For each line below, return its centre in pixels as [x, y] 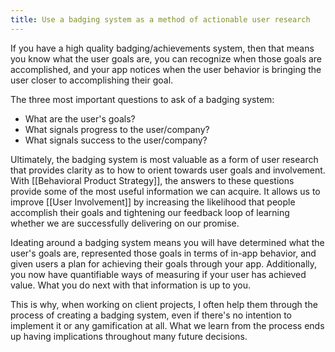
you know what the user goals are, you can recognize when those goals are [166, 58]
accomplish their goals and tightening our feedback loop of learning [150, 212]
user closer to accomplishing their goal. [92, 80]
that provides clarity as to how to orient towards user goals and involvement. [168, 170]
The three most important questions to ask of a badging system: [142, 99]
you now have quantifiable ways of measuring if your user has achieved [158, 274]
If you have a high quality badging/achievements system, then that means [162, 48]
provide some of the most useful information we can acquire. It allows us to [165, 191]
